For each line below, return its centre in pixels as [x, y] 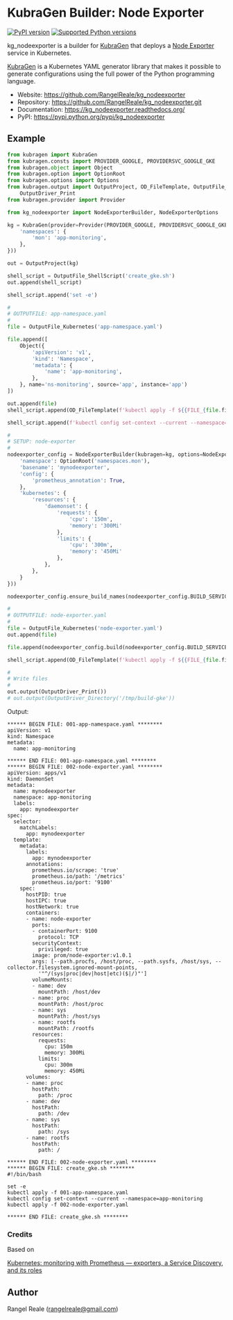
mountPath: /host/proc [71, 1004]
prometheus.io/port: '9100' [72, 882]
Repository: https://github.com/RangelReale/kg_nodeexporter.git [110, 101]
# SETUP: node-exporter [42, 442]
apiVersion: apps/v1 [37, 773]
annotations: [44, 864]
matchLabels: [38, 828]
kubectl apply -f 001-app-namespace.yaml [68, 1192]
